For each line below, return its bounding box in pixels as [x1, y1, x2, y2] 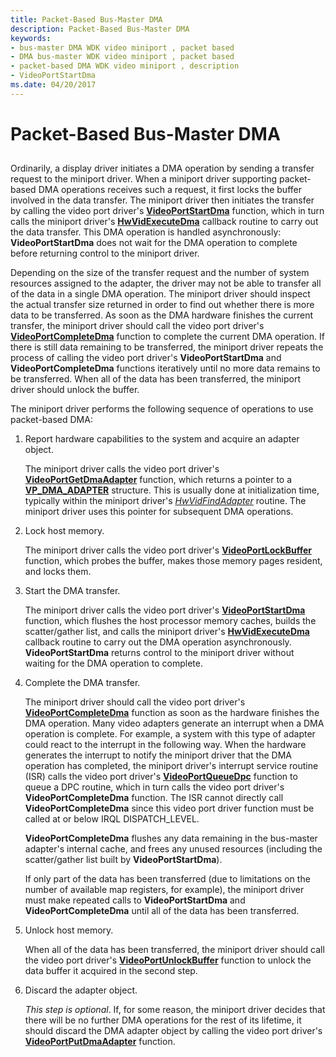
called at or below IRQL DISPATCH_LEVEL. [24, 813, 200, 825]
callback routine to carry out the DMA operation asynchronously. [24, 636, 292, 648]
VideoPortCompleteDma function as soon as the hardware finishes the [24, 707, 320, 719]
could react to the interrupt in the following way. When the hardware [24, 739, 307, 751]
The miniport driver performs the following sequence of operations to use [10, 403, 314, 415]
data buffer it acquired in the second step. [24, 965, 198, 977]
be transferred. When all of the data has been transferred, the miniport [10, 373, 302, 385]
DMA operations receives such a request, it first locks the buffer [38, 184, 302, 196]
